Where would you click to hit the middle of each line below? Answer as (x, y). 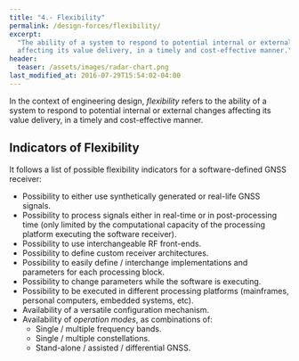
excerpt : (25, 34)
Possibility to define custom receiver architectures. (115, 253)
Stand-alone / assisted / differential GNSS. (113, 348)
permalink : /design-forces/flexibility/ (85, 26)
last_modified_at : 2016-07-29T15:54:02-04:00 (95, 76)
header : (24, 59)
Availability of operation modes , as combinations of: (117, 319)
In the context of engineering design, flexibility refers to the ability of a (138, 101)
